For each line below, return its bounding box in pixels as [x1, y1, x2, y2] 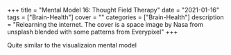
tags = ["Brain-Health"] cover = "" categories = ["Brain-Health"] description [7, 13, 224, 21]
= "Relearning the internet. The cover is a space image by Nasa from [7, 21, 203, 28]
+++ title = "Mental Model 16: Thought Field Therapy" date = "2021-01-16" [7, 6, 220, 14]
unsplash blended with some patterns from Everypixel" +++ [7, 27, 178, 36]
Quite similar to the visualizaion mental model [7, 41, 137, 49]
